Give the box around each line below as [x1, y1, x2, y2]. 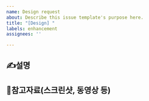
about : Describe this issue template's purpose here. [6, 14, 144, 20]
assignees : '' [6, 31, 42, 37]
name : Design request [6, 8, 61, 15]
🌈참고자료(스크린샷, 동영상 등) [6, 85, 111, 95]
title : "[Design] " [6, 20, 55, 26]
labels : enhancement [6, 25, 58, 32]
